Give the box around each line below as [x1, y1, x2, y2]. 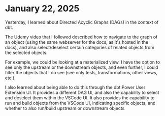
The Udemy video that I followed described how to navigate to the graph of [5, 34, 158, 40]
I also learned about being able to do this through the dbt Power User [5, 84, 146, 90]
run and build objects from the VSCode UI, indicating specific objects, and [5, 100, 156, 106]
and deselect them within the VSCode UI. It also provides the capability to [5, 94, 155, 101]
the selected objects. [5, 50, 48, 56]
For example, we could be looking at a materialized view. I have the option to [5, 59, 160, 65]
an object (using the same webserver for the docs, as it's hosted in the [5, 39, 149, 45]
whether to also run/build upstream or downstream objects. [5, 105, 126, 111]
